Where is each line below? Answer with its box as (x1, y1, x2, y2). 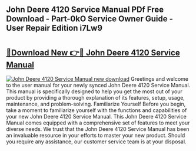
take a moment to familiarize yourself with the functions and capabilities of (6, 107, 187, 114)
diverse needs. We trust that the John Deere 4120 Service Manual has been (6, 126, 190, 132)
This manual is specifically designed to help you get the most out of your (6, 88, 182, 95)
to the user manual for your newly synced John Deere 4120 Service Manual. (6, 82, 191, 88)
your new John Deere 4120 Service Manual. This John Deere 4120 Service (6, 113, 187, 120)
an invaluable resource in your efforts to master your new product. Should (6, 132, 185, 139)
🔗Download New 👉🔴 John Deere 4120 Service (6, 47, 181, 58)
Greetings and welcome (130, 75, 188, 82)
